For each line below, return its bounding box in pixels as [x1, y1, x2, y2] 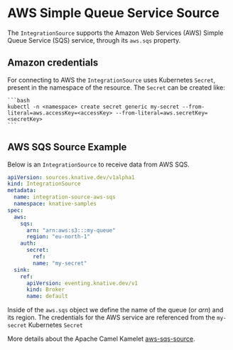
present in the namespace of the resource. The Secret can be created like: [7, 83, 226, 92]
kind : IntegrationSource [7, 180, 81, 188]
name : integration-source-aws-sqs [13, 193, 116, 201]
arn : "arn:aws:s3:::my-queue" [26, 226, 116, 234]
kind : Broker [26, 286, 65, 293]
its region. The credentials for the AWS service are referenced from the [7, 313, 215, 322]
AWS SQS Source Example [7, 141, 127, 154]
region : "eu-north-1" [26, 233, 91, 240]
